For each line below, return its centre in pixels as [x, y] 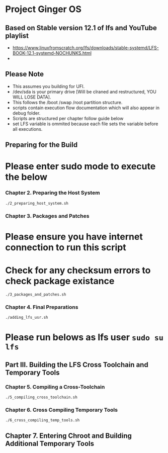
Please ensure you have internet [74, 237]
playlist [17, 35]
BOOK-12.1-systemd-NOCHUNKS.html [52, 53]
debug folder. [26, 113]
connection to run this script [66, 247]
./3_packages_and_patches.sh [36, 294]
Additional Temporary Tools [50, 443]
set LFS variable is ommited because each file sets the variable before [85, 124]
